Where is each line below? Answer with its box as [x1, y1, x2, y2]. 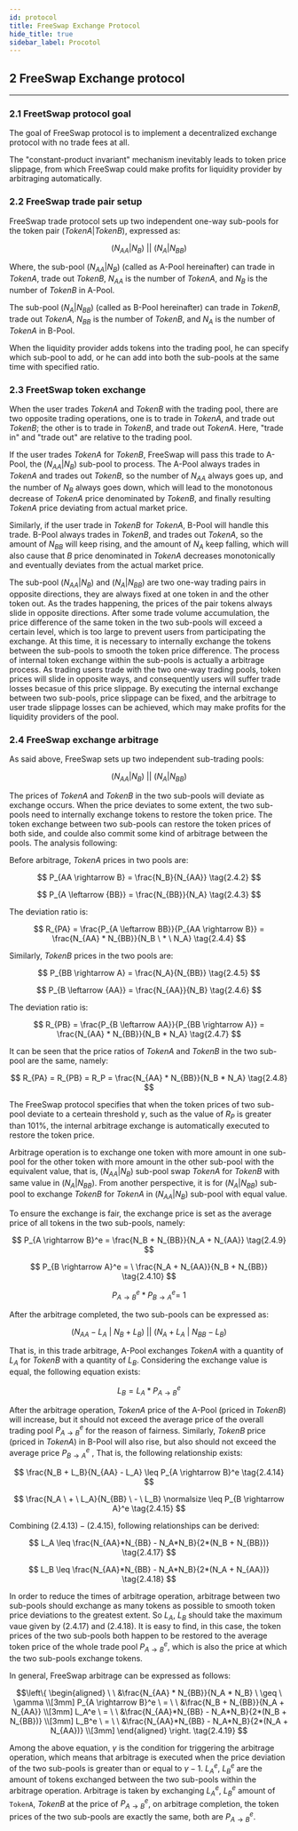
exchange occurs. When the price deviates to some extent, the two [9, 800, 255, 811]
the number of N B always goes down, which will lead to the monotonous [9, 482, 273, 494]
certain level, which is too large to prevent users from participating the [9, 626, 266, 636]
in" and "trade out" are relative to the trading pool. [9, 432, 192, 443]
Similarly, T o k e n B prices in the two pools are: [9, 950, 174, 961]
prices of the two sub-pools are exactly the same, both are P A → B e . [9, 1810, 256, 1824]
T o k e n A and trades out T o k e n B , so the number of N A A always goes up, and [9, 470, 284, 483]
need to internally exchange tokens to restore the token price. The [31, 810, 273, 820]
